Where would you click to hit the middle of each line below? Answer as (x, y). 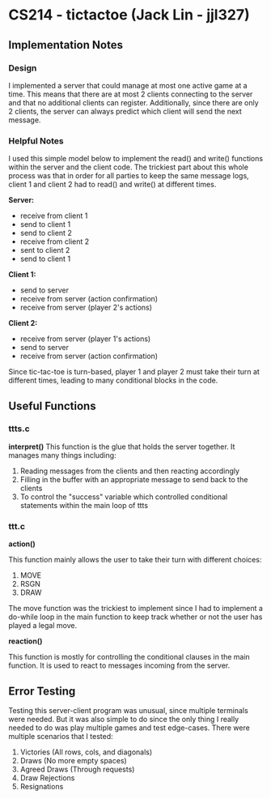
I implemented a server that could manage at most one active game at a (128, 85)
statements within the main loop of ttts (84, 505)
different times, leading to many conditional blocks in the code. (113, 380)
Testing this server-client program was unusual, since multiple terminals (128, 710)
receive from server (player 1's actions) (85, 339)
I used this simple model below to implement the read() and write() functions (136, 159)
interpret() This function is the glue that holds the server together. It (122, 446)
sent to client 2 (45, 250)
